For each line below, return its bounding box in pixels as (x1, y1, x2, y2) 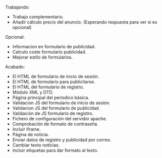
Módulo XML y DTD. (12, 89, 54, 95)
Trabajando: (5, 4, 30, 10)
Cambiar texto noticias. (12, 142, 60, 148)
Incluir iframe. (12, 126, 41, 132)
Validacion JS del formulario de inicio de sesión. (12, 100, 110, 106)
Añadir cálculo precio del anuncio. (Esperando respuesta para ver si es (12, 19, 158, 25)
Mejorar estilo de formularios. (12, 54, 73, 60)
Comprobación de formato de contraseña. (12, 121, 99, 127)
